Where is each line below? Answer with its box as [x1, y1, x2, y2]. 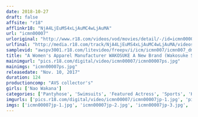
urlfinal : [6, 42, 31, 48]
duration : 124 [6, 74, 41, 80]
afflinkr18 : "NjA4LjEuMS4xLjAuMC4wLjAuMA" [6, 25, 112, 31]
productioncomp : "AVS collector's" [6, 80, 94, 86]
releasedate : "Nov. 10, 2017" [6, 69, 81, 75]
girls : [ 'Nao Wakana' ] [6, 86, 62, 92]
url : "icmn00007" [6, 31, 49, 37]
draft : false [6, 14, 38, 20]
